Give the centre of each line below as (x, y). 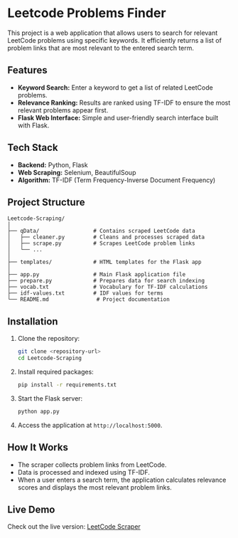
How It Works (38, 447)
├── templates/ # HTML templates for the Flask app (104, 262)
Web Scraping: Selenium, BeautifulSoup (77, 172)
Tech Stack (33, 148)
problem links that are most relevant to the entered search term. (101, 48)
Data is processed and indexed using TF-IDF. (84, 472)
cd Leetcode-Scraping (49, 358)
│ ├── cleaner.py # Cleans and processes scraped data (106, 237)
